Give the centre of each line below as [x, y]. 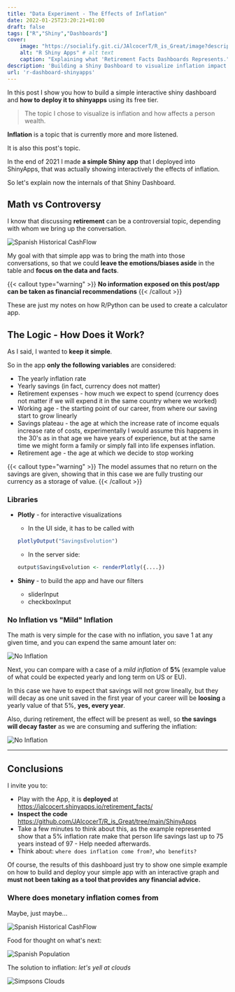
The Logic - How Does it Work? [76, 334]
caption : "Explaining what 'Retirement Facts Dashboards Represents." [125, 60]
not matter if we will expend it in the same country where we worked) [117, 401]
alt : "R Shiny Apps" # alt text [67, 53]
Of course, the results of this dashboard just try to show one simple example [117, 865]
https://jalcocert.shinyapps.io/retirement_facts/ [85, 806]
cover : [17, 40]
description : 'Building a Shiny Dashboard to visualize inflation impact [117, 66]
